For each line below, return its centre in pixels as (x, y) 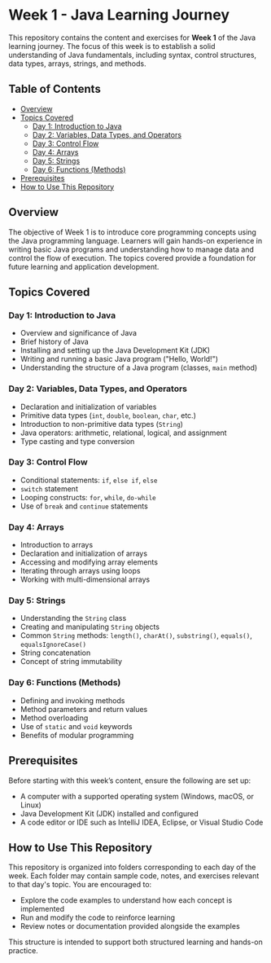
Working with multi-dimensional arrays (85, 579)
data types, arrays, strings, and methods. (77, 64)
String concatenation (55, 653)
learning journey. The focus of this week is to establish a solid (112, 46)
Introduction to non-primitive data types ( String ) (101, 424)
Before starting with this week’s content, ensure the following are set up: (130, 781)
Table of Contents (55, 89)
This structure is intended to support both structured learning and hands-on (135, 942)
